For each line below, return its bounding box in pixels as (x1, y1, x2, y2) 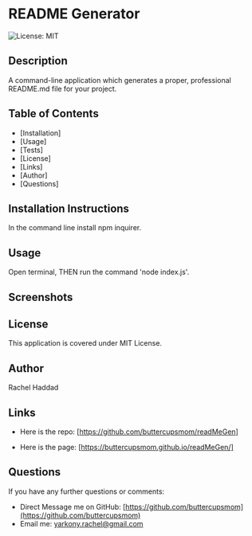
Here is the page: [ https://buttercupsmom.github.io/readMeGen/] (19, 443, 234, 452)
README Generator (8, 5, 140, 23)
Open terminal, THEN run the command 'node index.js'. (8, 268, 190, 277)
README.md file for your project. (8, 84, 117, 93)
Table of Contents (8, 107, 100, 120)
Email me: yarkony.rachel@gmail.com (19, 518, 144, 528)
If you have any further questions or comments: (8, 487, 165, 496)
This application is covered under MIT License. (8, 338, 162, 348)
